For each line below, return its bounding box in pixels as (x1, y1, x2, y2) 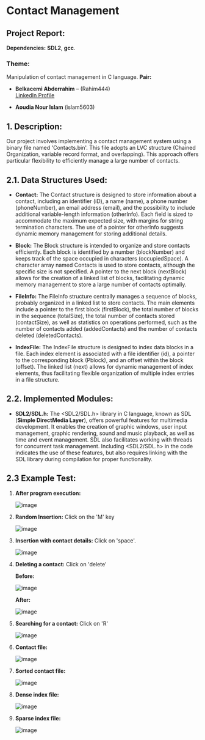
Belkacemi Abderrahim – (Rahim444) (15, 85, 111, 92)
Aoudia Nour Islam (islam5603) (15, 103, 95, 111)
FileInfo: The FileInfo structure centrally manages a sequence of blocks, (15, 292, 197, 300)
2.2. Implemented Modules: (6, 394, 113, 404)
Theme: (6, 59, 30, 68)
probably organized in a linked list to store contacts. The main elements (15, 299, 195, 306)
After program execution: (15, 489, 81, 497)
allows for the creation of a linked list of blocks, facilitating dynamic (15, 274, 185, 281)
